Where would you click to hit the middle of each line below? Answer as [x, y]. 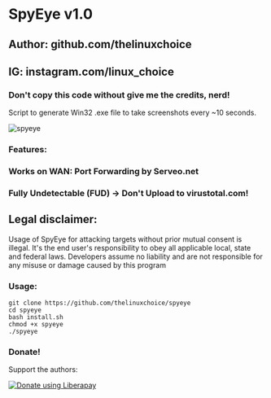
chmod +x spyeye [36, 325]
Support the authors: [43, 370]
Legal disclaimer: [53, 219]
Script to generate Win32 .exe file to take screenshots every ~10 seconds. [132, 113]
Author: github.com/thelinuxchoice [101, 44]
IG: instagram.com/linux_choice [92, 71]
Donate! [24, 352]
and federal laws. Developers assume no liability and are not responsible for [135, 256]
